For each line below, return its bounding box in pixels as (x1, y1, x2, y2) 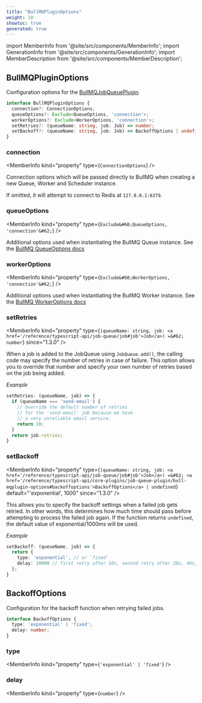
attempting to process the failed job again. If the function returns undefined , (6, 514, 194, 521)
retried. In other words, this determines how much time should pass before (6, 507, 191, 515)
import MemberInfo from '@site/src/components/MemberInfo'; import (6, 42, 180, 49)
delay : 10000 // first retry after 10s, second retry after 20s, (17, 561, 185, 567)
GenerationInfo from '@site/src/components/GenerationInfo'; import (6, 49, 176, 56)
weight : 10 (6, 14, 34, 21)
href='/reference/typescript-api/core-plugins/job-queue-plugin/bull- (6, 477, 187, 483)
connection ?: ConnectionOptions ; (11, 106, 96, 112)
